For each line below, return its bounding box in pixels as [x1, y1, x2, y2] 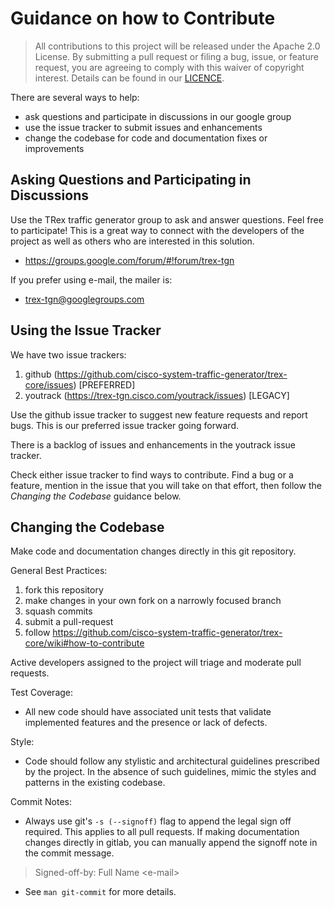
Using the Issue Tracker [10, 322, 162, 339]
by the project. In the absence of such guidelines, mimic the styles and [24, 766, 317, 778]
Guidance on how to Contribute [10, 7, 276, 30]
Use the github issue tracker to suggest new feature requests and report [10, 408, 308, 421]
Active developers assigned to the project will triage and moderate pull [10, 657, 302, 669]
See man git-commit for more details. [24, 886, 177, 898]
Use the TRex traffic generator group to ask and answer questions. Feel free [10, 213, 324, 226]
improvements [24, 142, 85, 154]
